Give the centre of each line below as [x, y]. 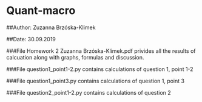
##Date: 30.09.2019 [31, 39]
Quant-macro [41, 11]
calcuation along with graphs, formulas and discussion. [75, 57]
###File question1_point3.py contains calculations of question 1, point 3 [96, 81]
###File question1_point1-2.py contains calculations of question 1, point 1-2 [100, 69]
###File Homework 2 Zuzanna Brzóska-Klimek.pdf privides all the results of [101, 51]
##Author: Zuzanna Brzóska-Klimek [51, 27]
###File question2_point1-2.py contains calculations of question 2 [89, 92]
